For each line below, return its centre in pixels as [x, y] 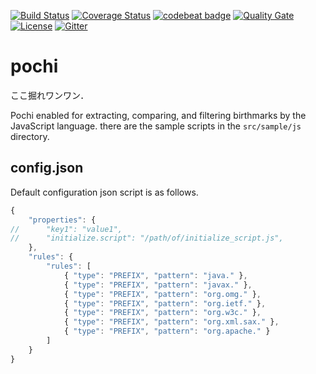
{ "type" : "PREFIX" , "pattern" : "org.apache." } [167, 331]
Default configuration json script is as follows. [104, 192]
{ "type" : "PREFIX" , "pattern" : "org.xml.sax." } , [171, 322]
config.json [47, 168]
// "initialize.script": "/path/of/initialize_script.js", [147, 238]
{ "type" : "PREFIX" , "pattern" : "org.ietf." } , [165, 303]
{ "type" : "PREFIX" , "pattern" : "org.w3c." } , [162, 313]
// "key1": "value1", [66, 229]
